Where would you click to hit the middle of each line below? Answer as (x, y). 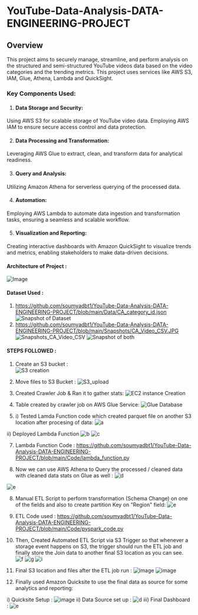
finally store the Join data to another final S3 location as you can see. (99, 552)
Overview (25, 45)
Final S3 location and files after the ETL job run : (73, 570)
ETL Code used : (35, 516)
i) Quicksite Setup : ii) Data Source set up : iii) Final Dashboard (98, 599)
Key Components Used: (41, 93)
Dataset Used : (25, 292)
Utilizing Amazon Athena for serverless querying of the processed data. (94, 187)
